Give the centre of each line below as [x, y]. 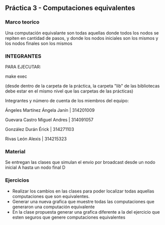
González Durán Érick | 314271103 [40, 129]
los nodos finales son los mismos [39, 43]
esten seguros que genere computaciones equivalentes [69, 217]
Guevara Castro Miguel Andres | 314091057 [49, 120]
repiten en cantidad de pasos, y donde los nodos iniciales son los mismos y [82, 38]
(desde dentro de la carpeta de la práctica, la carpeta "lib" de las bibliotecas [82, 86]
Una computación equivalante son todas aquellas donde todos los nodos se [82, 33]
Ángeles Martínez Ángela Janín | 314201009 [50, 110]
